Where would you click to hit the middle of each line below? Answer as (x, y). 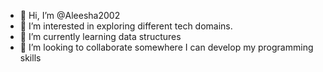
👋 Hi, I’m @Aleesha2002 (70, 15)
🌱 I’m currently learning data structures (100, 36)
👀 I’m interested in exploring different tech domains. (126, 26)
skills (30, 58)
